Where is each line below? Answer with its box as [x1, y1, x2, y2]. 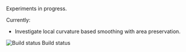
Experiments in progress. [6, 5, 67, 12]
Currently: [6, 17, 31, 23]
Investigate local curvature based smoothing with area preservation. [14, 28, 181, 35]
